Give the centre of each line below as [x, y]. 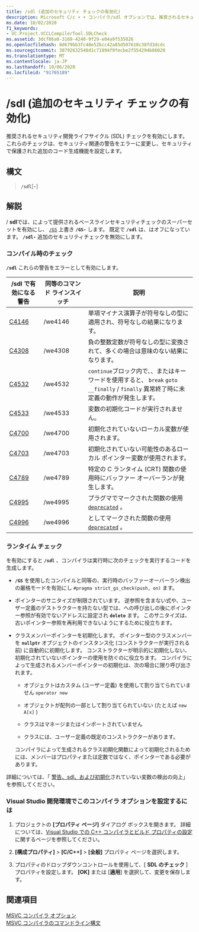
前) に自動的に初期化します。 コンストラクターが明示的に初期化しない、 [102, 650]
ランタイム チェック [34, 546]
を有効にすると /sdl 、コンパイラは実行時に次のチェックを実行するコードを [99, 561]
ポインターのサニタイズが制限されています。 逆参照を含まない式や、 [98, 600]
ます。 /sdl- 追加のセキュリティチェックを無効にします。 [76, 237]
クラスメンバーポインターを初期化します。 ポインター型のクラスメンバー [103, 635]
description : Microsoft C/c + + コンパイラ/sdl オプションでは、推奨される [94, 17]
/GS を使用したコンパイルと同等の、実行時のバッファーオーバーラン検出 [102, 581]
